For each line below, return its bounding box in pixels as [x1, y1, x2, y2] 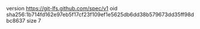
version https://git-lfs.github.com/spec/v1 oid [6, 5, 118, 12]
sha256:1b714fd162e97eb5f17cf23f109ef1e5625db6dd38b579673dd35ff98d [6, 11, 195, 18]
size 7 [26, 17, 41, 24]
